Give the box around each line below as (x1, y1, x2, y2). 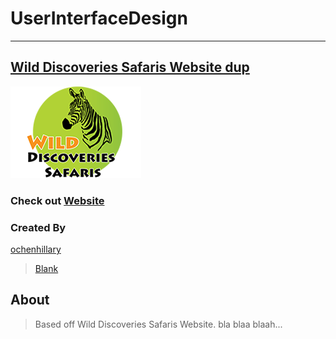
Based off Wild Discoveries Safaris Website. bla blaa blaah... (34, 318, 283, 330)
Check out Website (10, 193, 105, 207)
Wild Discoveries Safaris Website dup (10, 59, 250, 76)
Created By (10, 220, 67, 234)
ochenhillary (10, 243, 62, 255)
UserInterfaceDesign (10, 7, 188, 30)
